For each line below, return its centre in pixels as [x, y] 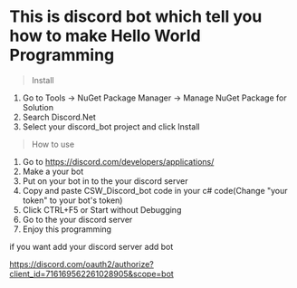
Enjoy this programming [67, 229]
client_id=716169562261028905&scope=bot [91, 274]
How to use [53, 144]
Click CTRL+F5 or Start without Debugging [102, 209]
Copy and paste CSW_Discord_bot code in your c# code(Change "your [155, 190]
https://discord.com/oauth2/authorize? [81, 264]
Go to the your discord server [77, 219]
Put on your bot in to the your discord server [105, 181]
